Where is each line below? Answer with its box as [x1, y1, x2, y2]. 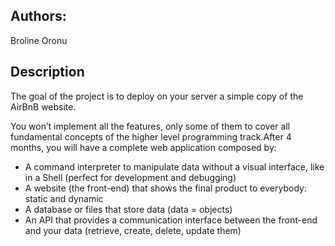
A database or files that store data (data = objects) [24, 203, 233, 215]
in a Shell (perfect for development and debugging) [24, 171, 237, 183]
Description [10, 64, 85, 81]
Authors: [10, 8, 67, 25]
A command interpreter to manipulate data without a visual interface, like [24, 160, 325, 173]
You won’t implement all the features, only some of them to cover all [10, 120, 291, 132]
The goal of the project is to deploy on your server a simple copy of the [10, 90, 304, 102]
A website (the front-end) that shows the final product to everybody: [24, 182, 307, 194]
